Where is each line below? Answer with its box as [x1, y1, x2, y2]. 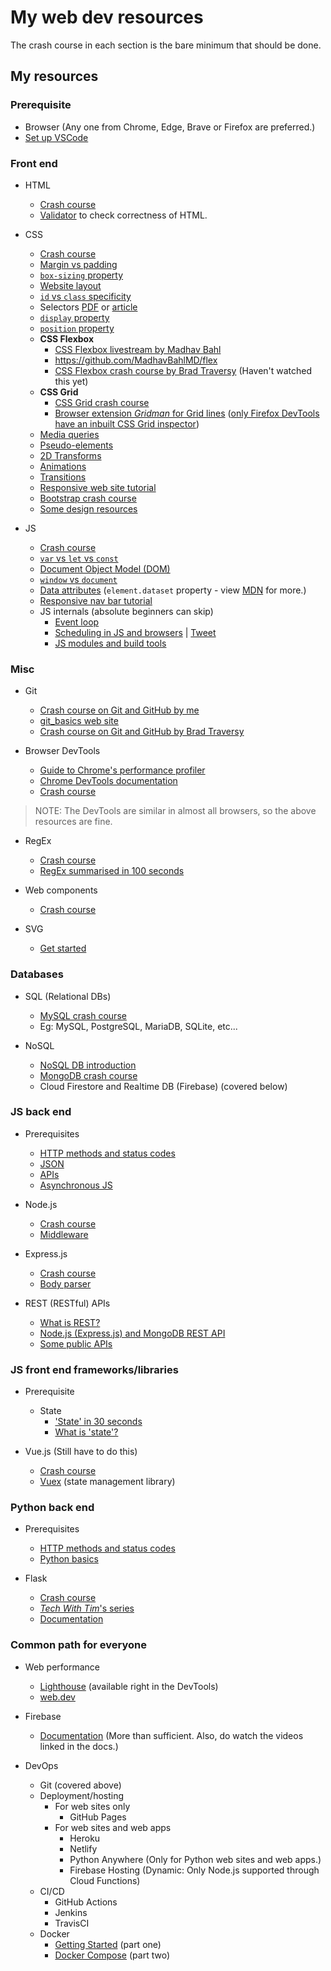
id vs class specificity [39, 290, 132, 302]
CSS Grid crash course [54, 396, 150, 408]
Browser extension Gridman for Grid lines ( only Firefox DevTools [54, 407, 320, 419]
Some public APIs [39, 1337, 113, 1350]
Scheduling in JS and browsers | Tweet [54, 626, 217, 638]
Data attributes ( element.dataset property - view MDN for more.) [39, 584, 307, 596]
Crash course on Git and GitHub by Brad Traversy [39, 726, 245, 738]
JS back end [10, 1105, 72, 1119]
